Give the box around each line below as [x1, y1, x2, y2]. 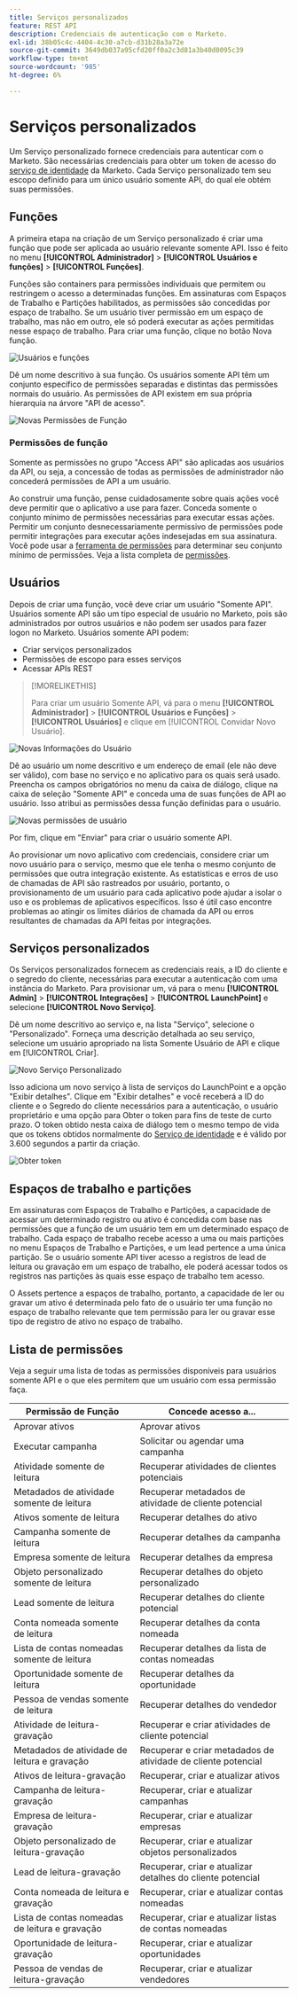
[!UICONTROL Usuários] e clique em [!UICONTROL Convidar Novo [30, 716, 277, 727]
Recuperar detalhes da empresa [139, 1551, 273, 1563]
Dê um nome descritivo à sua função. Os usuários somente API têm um [9, 369, 270, 380]
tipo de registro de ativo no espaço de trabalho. [9, 1316, 184, 1327]
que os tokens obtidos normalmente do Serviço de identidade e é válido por [9, 1129, 286, 1139]
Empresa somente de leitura [13, 1551, 130, 1563]
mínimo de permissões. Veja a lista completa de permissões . [9, 549, 231, 560]
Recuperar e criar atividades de [139, 1719, 271, 1731]
